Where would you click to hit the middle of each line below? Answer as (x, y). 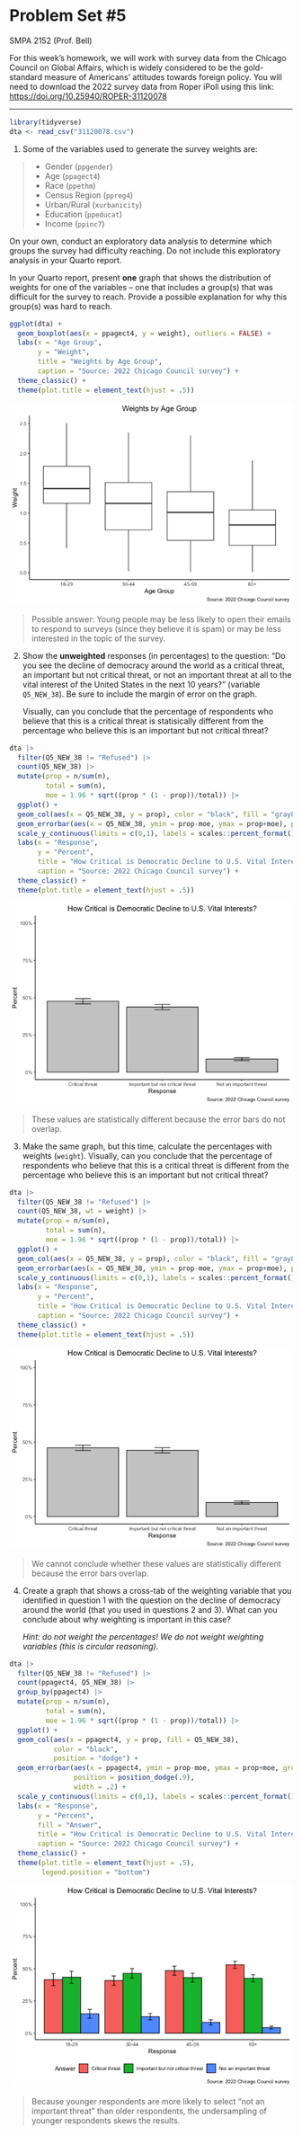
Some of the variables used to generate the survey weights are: (140, 148)
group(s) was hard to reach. (61, 306)
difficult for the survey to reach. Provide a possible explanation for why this (148, 297)
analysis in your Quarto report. (66, 260)
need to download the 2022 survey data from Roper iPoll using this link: (142, 86)
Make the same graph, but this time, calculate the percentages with (147, 1146)
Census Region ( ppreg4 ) (89, 195)
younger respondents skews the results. (106, 2120)
